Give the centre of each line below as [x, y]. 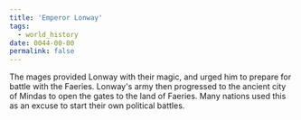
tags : [19, 26]
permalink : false [42, 51]
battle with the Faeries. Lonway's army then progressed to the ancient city [148, 87]
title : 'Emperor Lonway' [56, 18]
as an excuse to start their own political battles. [97, 106]
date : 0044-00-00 [42, 43]
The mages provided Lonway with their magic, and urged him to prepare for [150, 77]
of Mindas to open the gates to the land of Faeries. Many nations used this [148, 97]
